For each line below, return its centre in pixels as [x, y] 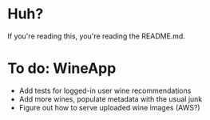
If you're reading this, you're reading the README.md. [96, 36]
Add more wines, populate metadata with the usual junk [111, 99]
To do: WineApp [62, 68]
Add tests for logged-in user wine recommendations [105, 90]
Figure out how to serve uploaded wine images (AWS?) [109, 107]
